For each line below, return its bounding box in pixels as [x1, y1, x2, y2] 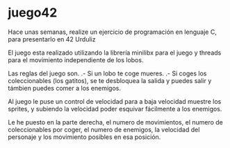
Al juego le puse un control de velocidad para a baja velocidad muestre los [8, 97, 222, 105]
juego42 [8, 5, 58, 21]
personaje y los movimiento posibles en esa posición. [8, 133, 161, 141]
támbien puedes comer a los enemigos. [8, 84, 121, 92]
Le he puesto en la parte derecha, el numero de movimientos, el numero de [8, 118, 223, 126]
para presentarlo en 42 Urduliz [8, 35, 96, 43]
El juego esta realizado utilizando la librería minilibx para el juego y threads [8, 48, 222, 57]
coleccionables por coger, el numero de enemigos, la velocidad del [8, 125, 200, 133]
